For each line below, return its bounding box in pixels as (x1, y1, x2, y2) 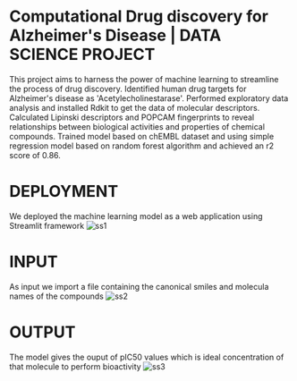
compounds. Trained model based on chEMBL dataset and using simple (9, 131, 275, 141)
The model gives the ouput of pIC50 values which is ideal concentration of (9, 351, 284, 362)
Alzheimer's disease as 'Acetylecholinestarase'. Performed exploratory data (9, 92, 289, 104)
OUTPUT (9, 322, 76, 342)
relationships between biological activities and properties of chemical (9, 121, 266, 131)
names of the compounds (9, 291, 105, 301)
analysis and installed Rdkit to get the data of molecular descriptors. (9, 102, 260, 113)
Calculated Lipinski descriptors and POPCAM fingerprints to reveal (9, 112, 255, 123)
